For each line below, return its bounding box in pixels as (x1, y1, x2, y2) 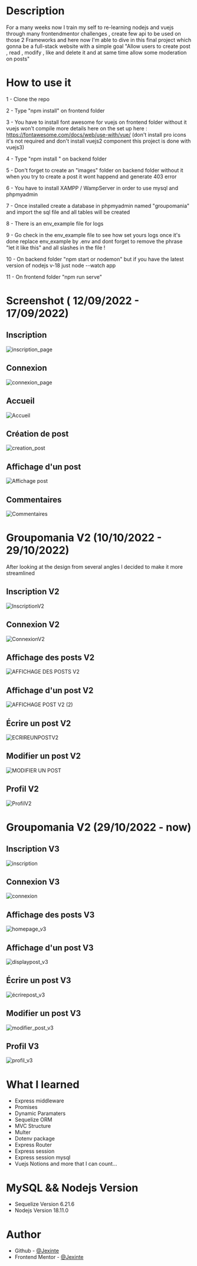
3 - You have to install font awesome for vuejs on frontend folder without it (6, 118, 187, 126)
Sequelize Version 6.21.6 (14, 1201, 75, 1208)
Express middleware (14, 1097, 64, 1104)
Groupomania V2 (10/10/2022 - (6, 531, 162, 544)
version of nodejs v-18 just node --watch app (6, 262, 116, 269)
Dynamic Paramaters (14, 1110, 66, 1117)
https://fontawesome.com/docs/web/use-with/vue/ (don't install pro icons (6, 131, 187, 138)
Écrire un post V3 (6, 976, 71, 986)
